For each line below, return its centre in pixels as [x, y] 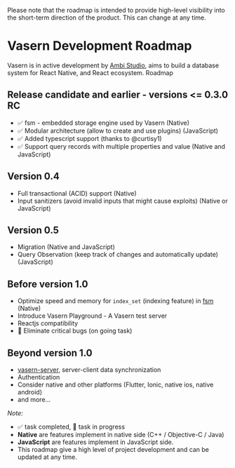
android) [30, 392]
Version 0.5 [33, 230]
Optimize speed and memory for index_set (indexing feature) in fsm [115, 301]
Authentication [39, 377]
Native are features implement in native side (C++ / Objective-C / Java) [121, 435]
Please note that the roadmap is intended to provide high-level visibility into [116, 10]
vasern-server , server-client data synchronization [89, 370]
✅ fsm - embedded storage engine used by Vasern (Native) [103, 123]
